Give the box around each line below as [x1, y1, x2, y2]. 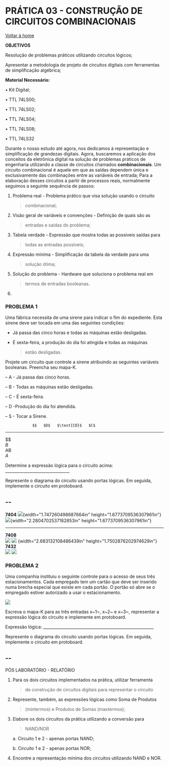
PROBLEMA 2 [5, 562, 39, 569]
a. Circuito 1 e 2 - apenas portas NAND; [12, 736, 95, 742]
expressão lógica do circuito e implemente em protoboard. [5, 614, 127, 620]
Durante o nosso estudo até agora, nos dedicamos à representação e [5, 145, 149, 151]
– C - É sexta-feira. [5, 394, 44, 400]
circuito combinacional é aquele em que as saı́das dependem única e [5, 167, 148, 173]
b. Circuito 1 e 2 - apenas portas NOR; [12, 745, 92, 751]
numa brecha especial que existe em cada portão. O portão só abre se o [5, 584, 155, 590]
